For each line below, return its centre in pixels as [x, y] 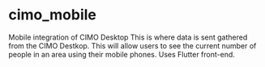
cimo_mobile [53, 15]
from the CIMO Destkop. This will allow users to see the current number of [132, 45]
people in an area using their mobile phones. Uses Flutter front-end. [122, 54]
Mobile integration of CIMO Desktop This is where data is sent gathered [128, 37]
